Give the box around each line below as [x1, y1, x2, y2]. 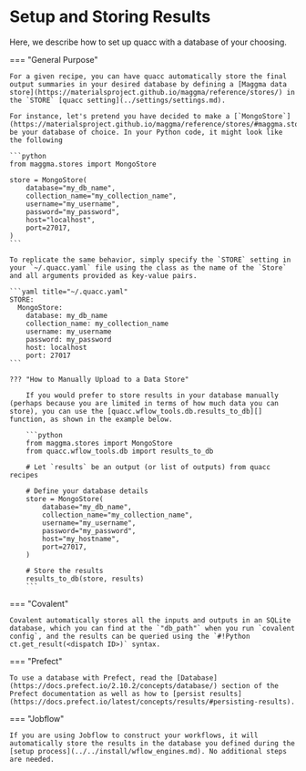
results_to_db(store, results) [25, 574, 145, 583]
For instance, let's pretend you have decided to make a [9, 111, 230, 120]
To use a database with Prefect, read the [9, 673, 173, 683]
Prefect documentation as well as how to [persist [9, 689, 206, 698]
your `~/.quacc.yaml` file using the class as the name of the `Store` [9, 262, 287, 272]
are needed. [9, 755, 55, 764]
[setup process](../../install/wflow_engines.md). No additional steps [9, 746, 287, 756]
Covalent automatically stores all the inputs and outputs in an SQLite [9, 615, 291, 625]
